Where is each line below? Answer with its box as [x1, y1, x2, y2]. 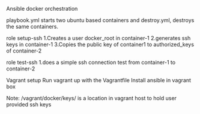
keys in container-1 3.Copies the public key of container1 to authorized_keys [6, 41, 194, 48]
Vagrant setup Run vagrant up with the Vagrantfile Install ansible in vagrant [6, 77, 191, 84]
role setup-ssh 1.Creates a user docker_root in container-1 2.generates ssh [6, 35, 191, 41]
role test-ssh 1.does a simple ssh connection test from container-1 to [6, 59, 176, 66]
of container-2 [6, 47, 42, 54]
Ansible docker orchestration [6, 5, 78, 12]
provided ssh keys [6, 101, 52, 108]
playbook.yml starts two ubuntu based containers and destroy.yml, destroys [6, 17, 195, 23]
